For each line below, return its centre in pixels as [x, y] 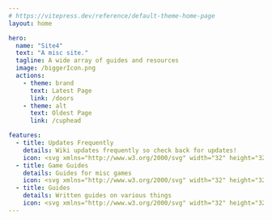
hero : [17, 38]
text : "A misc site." [52, 53]
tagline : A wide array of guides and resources [98, 61]
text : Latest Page [61, 91]
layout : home [30, 23]
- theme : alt [45, 106]
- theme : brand [49, 83]
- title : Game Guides [52, 165]
